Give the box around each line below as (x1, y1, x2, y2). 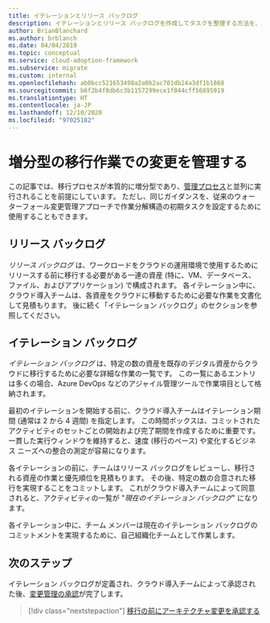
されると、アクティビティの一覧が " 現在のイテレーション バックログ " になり (8, 493, 259, 503)
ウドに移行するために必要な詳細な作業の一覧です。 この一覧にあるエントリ (8, 369, 256, 378)
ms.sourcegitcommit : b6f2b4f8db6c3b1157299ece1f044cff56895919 (8, 86, 225, 95)
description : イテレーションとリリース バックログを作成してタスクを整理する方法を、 (8, 19, 262, 27)
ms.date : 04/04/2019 (8, 42, 78, 50)
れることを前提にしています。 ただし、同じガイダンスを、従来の (22, 191, 235, 201)
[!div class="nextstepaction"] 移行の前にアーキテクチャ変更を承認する (27, 606, 260, 616)
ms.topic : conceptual (8, 49, 81, 57)
